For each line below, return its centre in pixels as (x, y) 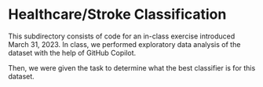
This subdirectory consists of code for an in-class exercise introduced (122, 36)
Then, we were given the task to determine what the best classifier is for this (132, 67)
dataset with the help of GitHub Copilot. (72, 53)
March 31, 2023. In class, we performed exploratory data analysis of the (124, 44)
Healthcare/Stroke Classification (117, 14)
